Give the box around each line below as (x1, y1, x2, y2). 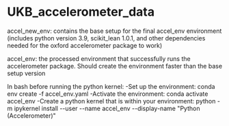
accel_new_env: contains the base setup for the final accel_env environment (7, 27, 222, 35)
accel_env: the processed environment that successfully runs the (7, 54, 191, 62)
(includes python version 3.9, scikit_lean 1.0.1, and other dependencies (7, 34, 206, 42)
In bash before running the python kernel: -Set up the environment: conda (7, 82, 215, 90)
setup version (7, 69, 46, 77)
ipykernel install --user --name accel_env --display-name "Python (14, 104, 200, 112)
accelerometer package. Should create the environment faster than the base (7, 62, 223, 70)
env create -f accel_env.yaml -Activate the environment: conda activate (7, 90, 208, 98)
